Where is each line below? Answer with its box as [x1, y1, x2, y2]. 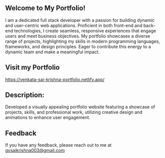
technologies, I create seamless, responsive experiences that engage [14, 27, 157, 34]
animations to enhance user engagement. [5, 114, 90, 121]
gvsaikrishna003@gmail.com [5, 148, 65, 154]
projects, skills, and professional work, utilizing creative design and [5, 109, 143, 115]
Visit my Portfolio [5, 63, 60, 72]
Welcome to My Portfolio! [5, 4, 85, 12]
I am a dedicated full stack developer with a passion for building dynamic [5, 17, 155, 23]
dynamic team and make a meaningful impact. [5, 49, 100, 55]
